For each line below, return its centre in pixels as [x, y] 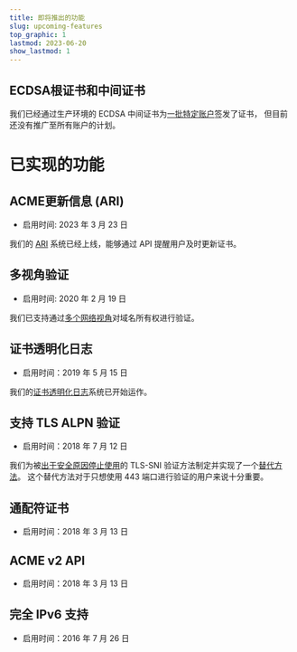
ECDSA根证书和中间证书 [78, 90]
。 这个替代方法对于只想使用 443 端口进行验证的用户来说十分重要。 [143, 477]
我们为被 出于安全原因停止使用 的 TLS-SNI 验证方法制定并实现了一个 [134, 466]
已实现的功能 [57, 165]
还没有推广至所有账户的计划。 [65, 125]
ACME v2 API [47, 560]
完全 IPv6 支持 [49, 614]
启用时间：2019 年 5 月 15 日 [75, 373]
